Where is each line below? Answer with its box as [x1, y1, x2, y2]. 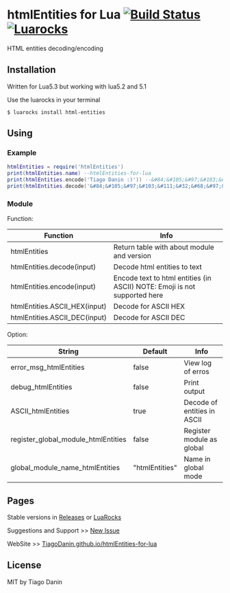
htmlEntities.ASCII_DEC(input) [10, 313, 107, 323]
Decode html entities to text [113, 262, 202, 272]
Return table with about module [113, 242, 214, 252]
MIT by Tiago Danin [7, 577, 63, 586]
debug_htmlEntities [10, 382, 73, 392]
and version [113, 251, 152, 261]
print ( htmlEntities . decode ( [7, 183, 88, 190]
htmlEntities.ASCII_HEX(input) [10, 302, 107, 312]
